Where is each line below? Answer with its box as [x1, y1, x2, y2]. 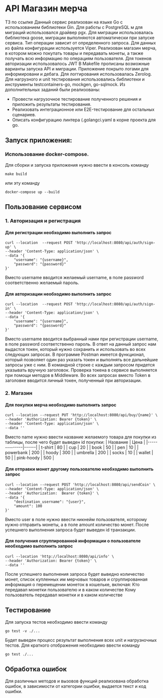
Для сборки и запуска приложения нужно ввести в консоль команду [5, 162, 149, 168]
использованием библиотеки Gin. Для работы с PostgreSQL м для [5, 24, 143, 30]
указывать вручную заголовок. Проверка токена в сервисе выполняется [5, 367, 157, 373]
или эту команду [5, 180, 40, 186]
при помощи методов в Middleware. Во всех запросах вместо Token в [5, 372, 151, 378]
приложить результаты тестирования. [12, 101, 91, 107]
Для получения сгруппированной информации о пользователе [5, 538, 141, 544]
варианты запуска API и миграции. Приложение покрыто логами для [5, 65, 149, 71]
